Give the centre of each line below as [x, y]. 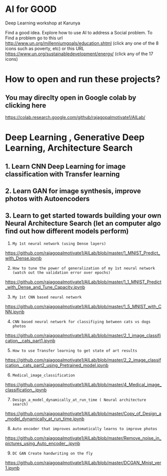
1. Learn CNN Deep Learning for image [65, 166]
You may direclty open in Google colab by [71, 97]
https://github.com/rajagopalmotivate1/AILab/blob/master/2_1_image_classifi [83, 335]
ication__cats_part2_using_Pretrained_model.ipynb [57, 365]
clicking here [26, 105]
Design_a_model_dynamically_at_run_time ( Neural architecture [79, 400]
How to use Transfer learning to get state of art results [75, 351]
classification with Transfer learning [63, 174]
